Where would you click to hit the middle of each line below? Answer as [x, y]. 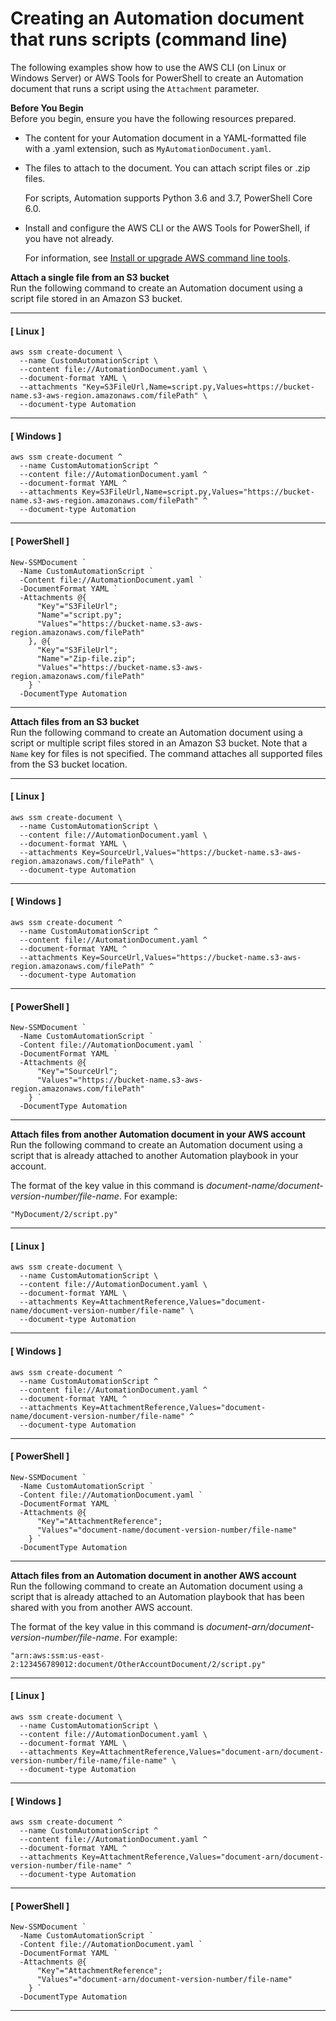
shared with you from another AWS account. [101, 1607]
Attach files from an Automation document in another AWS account [153, 1575]
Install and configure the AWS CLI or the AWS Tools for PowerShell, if [167, 228]
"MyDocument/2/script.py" [64, 1215]
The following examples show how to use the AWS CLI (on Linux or [148, 67]
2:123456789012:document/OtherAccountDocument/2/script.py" [138, 1664]
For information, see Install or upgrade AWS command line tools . [157, 258]
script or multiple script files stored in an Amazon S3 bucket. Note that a [159, 743]
